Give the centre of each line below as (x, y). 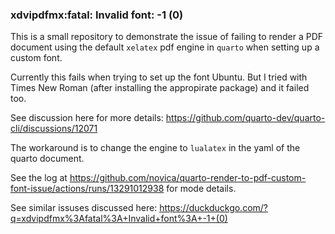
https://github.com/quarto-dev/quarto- (245, 118)
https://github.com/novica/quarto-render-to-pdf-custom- (188, 178)
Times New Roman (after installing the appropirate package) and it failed (160, 88)
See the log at (39, 178)
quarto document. (47, 159)
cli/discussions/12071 (54, 129)
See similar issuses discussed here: (84, 208)
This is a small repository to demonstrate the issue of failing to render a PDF (167, 37)
